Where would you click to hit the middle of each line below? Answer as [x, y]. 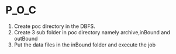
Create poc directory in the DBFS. [55, 26]
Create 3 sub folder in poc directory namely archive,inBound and [92, 32]
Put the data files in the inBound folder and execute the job [85, 45]
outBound [26, 38]
